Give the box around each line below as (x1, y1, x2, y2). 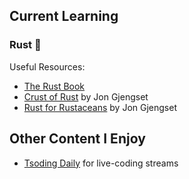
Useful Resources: (9, 60, 86, 73)
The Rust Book (23, 80, 86, 92)
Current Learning (9, 8, 119, 25)
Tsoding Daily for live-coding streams (23, 157, 179, 169)
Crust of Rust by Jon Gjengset (23, 90, 149, 103)
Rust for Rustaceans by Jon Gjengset (23, 101, 177, 113)
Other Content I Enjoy (9, 130, 146, 148)
